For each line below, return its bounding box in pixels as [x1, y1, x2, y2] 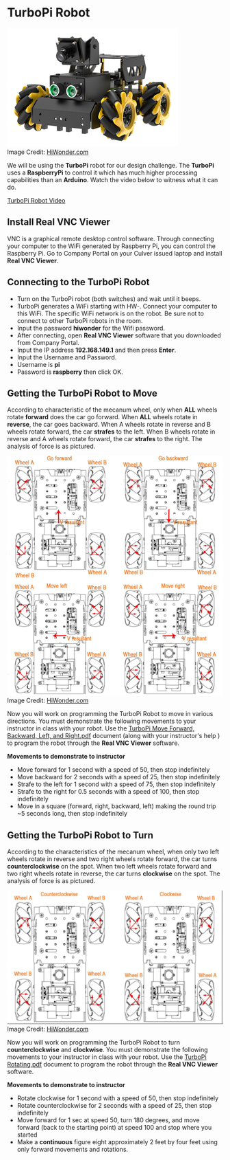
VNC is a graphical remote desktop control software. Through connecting [7, 234, 214, 243]
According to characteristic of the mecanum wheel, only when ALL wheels [7, 405, 218, 414]
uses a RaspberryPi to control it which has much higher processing [7, 168, 198, 177]
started [16, 1130, 38, 1139]
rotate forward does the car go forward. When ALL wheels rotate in [7, 413, 198, 421]
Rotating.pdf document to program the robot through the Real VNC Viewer [7, 1060, 218, 1068]
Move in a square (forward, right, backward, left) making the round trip [16, 802, 217, 810]
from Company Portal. [16, 338, 80, 346]
